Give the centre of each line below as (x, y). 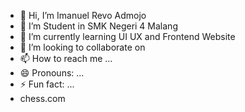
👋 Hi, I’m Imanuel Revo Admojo (83, 15)
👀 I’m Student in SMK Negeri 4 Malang (98, 26)
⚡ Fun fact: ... (47, 84)
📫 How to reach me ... (66, 58)
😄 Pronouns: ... (52, 73)
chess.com (42, 98)
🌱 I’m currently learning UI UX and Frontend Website (127, 36)
